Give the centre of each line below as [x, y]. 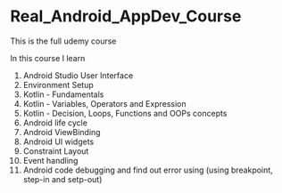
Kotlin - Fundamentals [63, 94]
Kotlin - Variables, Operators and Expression [104, 103]
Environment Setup [58, 84]
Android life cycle [55, 123]
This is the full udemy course [63, 41]
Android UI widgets [58, 141]
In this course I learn [48, 58]
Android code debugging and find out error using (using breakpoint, [148, 170]
